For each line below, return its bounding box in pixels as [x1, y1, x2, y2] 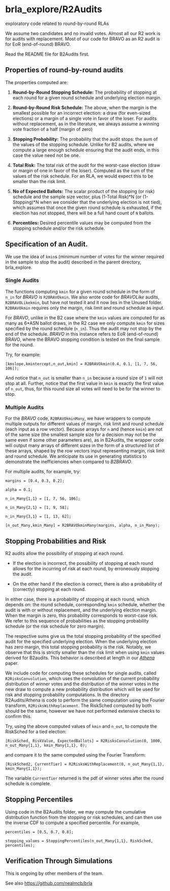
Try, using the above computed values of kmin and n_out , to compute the [5, 723, 157, 729]
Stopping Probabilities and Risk [5, 536, 107, 546]
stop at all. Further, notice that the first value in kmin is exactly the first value [5, 380, 164, 386]
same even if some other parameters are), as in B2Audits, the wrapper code [5, 437, 164, 443]
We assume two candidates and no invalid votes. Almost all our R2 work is [5, 30, 161, 36]
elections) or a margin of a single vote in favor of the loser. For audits [12, 115, 157, 121]
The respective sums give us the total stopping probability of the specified [5, 633, 161, 639]
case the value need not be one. [12, 152, 80, 158]
